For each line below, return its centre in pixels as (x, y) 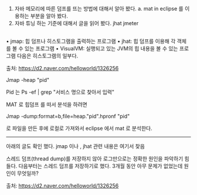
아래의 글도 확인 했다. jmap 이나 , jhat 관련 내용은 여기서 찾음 (76, 146)
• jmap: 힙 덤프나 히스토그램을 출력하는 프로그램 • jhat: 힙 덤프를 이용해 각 (91, 41)
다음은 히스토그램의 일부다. (47, 56)
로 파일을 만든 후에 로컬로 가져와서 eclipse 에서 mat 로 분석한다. (79, 128)
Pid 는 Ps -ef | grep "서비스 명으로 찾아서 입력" (60, 92)
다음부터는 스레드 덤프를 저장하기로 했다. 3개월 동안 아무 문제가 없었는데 (101, 166)
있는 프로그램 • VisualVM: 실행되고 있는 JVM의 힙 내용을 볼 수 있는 (101, 49)
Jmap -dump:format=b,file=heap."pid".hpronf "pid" (68, 117)
